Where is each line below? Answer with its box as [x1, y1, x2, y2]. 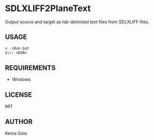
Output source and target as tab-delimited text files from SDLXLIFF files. [5, 19, 149, 25]
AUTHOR [5, 117, 33, 126]
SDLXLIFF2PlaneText [5, 3, 91, 14]
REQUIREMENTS [5, 63, 56, 72]
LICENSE [5, 91, 32, 99]
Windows [12, 77, 31, 82]
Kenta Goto [5, 130, 28, 136]
